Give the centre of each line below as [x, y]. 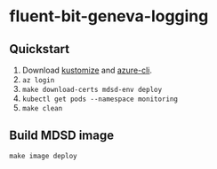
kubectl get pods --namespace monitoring [100, 99]
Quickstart [40, 49]
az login [38, 81]
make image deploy [43, 156]
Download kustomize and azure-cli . [87, 70]
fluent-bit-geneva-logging [109, 16]
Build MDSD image [62, 136]
